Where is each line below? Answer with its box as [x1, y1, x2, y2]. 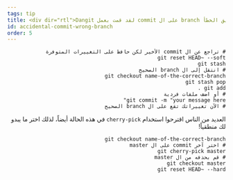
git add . [197, 84, 226, 92]
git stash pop [184, 79, 226, 86]
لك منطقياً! [198, 123, 226, 131]
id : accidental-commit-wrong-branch [7, 23, 113, 30]
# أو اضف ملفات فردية [163, 91, 226, 98]
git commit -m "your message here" [123, 97, 226, 104]
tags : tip [7, 10, 36, 17]
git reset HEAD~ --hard [157, 166, 226, 173]
